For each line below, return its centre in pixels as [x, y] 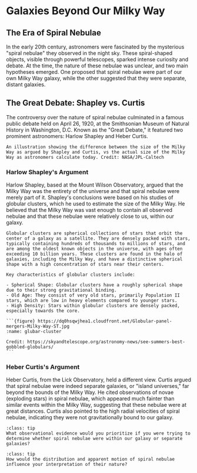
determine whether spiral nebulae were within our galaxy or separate [94, 439]
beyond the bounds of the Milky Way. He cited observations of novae [90, 392]
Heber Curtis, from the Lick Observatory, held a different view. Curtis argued [99, 380]
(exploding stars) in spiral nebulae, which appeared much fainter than [90, 399]
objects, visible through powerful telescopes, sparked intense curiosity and [97, 59]
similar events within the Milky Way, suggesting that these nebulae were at [96, 405]
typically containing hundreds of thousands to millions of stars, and [96, 244]
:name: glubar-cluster [34, 332]
